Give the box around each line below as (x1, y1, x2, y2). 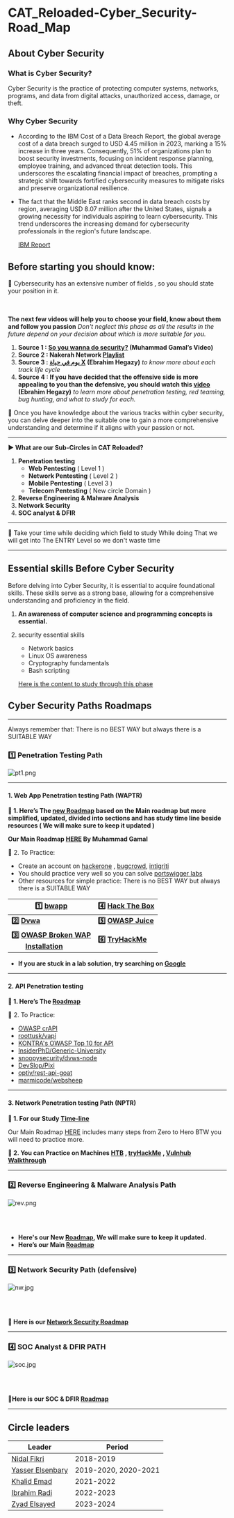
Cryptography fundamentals (28, 658, 110, 667)
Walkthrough (8, 1156, 47, 1164)
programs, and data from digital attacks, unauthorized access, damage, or (8, 91, 221, 100)
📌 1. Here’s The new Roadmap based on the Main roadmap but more (8, 807, 207, 815)
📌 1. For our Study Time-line (8, 1114, 90, 1122)
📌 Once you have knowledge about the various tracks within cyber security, (8, 408, 224, 417)
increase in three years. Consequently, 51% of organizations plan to (17, 147, 212, 155)
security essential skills (17, 630, 85, 639)
